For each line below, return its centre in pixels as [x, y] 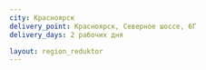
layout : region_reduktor [56, 51]
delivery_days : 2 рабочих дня [67, 35]
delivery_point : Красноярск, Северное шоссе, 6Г [103, 26]
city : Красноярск [42, 18]
